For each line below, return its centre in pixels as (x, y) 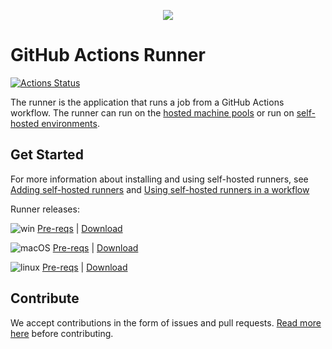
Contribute (45, 298)
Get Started (47, 155)
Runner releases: (45, 209)
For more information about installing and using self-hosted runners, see (159, 179)
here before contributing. (62, 333)
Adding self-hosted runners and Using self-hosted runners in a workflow (160, 189)
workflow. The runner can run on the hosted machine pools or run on (152, 112)
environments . (70, 123)
